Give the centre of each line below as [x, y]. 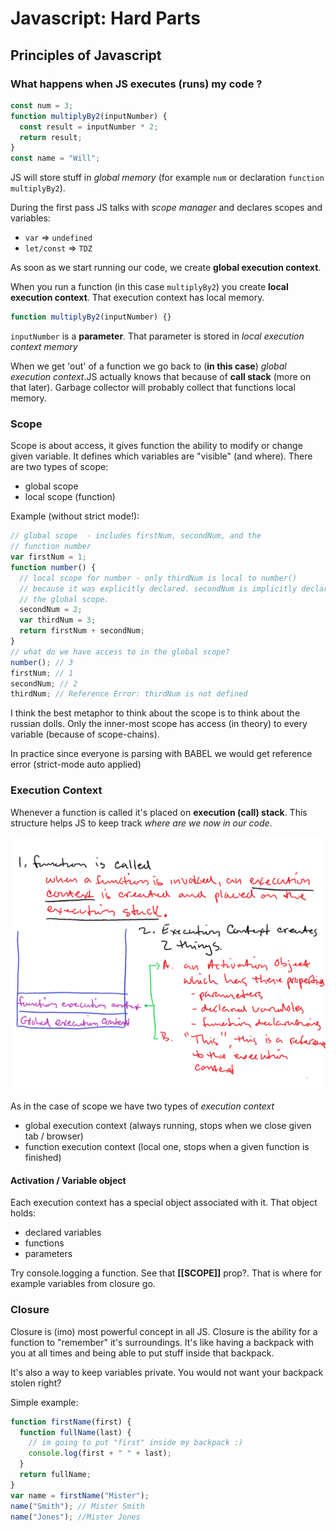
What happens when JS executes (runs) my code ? [136, 84]
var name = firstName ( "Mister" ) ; [80, 1495]
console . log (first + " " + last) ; [100, 1453]
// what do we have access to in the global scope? [120, 652]
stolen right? [36, 1383]
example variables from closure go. [83, 1284]
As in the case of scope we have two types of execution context [142, 1106]
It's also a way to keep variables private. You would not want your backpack [167, 1372]
